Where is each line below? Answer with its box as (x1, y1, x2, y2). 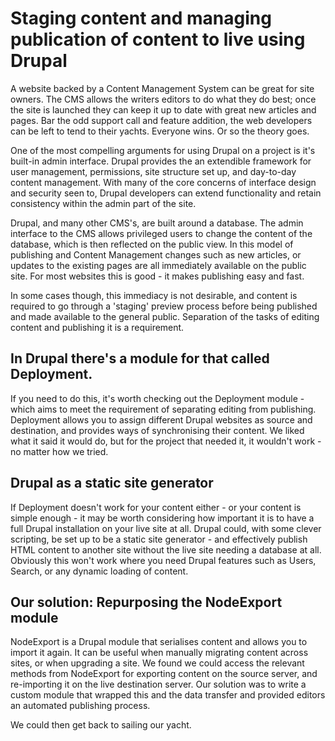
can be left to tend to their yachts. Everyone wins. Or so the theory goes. (10, 125, 310, 137)
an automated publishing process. (10, 700, 151, 712)
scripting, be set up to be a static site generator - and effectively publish (10, 533, 308, 545)
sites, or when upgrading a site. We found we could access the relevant (10, 657, 305, 669)
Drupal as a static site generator (10, 475, 214, 492)
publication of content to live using (10, 28, 306, 51)
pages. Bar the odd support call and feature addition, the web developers (10, 114, 313, 126)
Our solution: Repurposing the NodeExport (10, 593, 283, 611)
